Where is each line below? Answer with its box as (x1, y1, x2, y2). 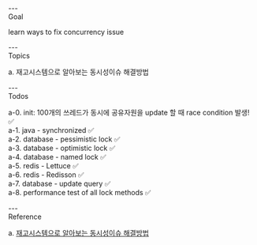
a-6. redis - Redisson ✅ (8, 170, 84, 179)
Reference (8, 212, 42, 221)
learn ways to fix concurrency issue (8, 28, 125, 36)
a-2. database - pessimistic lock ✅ (8, 134, 121, 144)
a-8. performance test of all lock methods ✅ (8, 188, 151, 197)
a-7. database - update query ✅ (8, 179, 111, 188)
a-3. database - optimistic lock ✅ (8, 143, 116, 153)
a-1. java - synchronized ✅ (8, 126, 95, 134)
